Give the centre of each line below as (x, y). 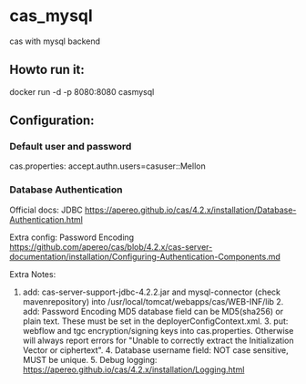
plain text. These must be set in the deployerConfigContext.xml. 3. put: (155, 321)
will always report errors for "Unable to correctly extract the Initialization (158, 340)
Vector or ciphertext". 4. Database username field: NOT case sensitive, (155, 350)
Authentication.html (46, 219)
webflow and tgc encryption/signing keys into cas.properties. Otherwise (158, 330)
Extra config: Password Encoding (72, 237)
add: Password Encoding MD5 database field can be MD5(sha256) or (153, 311)
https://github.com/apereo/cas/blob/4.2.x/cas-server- (111, 246)
